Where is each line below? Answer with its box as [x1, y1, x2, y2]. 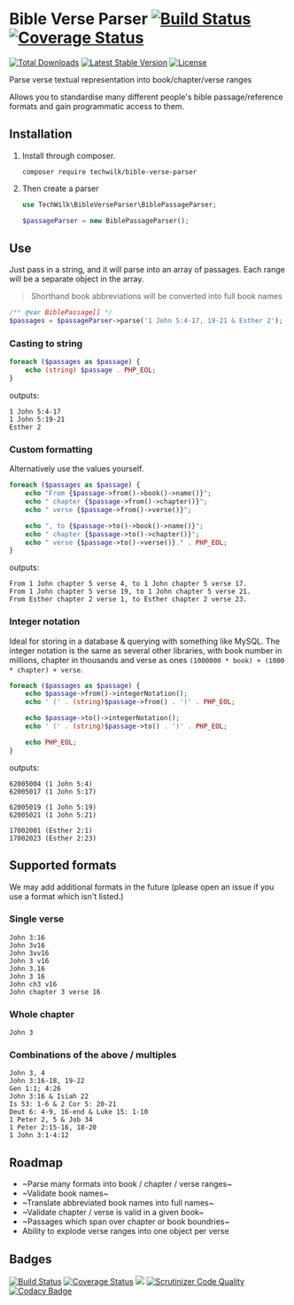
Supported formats [9, 858, 117, 874]
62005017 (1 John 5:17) [9, 787, 97, 796]
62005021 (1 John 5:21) [9, 811, 97, 819]
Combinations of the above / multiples [9, 1048, 177, 1061]
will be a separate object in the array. [9, 273, 144, 284]
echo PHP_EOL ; [25, 738, 77, 747]
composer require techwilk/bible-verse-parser [21, 167, 197, 177]
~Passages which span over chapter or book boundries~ [21, 1216, 230, 1227]
